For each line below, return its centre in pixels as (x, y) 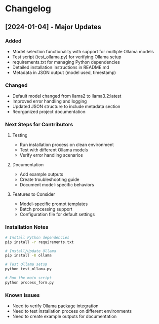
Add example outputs (41, 174)
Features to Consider (34, 194)
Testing (20, 135)
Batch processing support (46, 209)
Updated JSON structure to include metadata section (66, 107)
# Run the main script (28, 278)
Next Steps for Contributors (39, 125)
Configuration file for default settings (57, 215)
